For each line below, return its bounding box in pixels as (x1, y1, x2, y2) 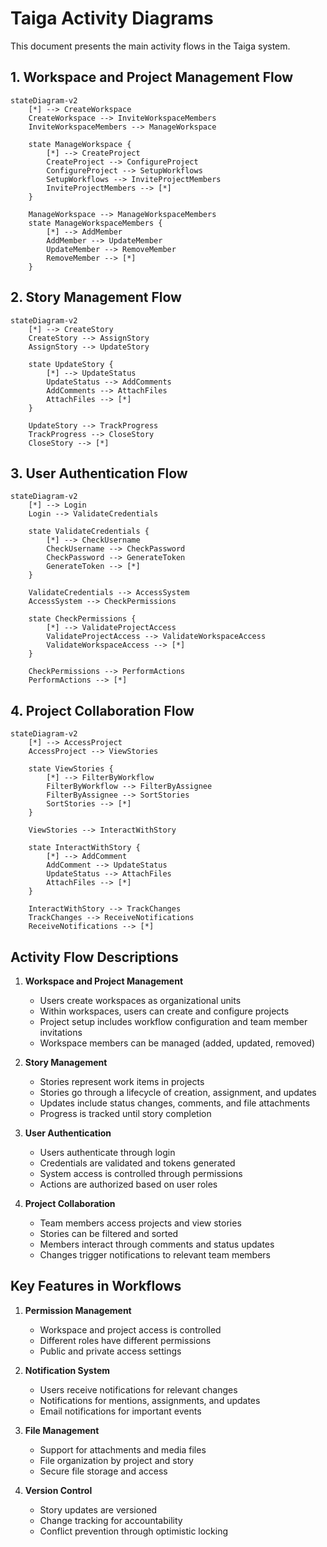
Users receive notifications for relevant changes (39, 1383, 238, 1396)
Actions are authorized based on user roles (39, 1178, 218, 1190)
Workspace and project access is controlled (39, 1323, 222, 1336)
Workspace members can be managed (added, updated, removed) (39, 1037, 315, 1049)
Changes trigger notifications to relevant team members (39, 1249, 271, 1261)
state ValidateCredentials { (28, 527, 150, 537)
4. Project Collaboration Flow (10, 702, 195, 719)
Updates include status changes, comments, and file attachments (39, 1097, 311, 1109)
